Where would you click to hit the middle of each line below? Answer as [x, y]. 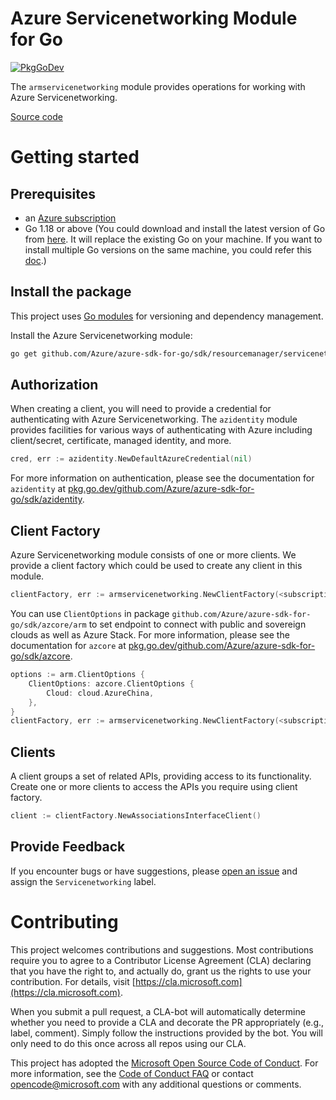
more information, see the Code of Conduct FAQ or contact [132, 1073]
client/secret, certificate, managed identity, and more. [121, 441]
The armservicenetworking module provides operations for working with [158, 86]
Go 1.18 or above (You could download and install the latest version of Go [175, 228]
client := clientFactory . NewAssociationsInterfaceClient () [136, 816]
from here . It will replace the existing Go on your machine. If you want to [173, 239]
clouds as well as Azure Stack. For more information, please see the [150, 635]
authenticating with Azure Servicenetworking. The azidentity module [154, 419]
